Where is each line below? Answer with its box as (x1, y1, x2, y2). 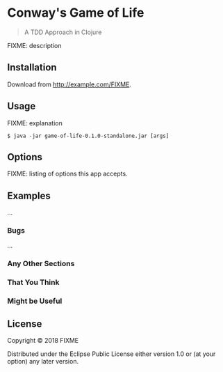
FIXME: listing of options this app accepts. (7, 169, 128, 178)
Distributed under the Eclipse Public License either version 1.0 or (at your (7, 350, 216, 358)
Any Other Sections (7, 259, 75, 269)
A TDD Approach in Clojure (24, 28, 102, 36)
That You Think (7, 277, 60, 287)
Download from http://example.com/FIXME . (7, 80, 132, 88)
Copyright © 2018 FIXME (7, 336, 79, 345)
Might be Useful (7, 296, 63, 306)
